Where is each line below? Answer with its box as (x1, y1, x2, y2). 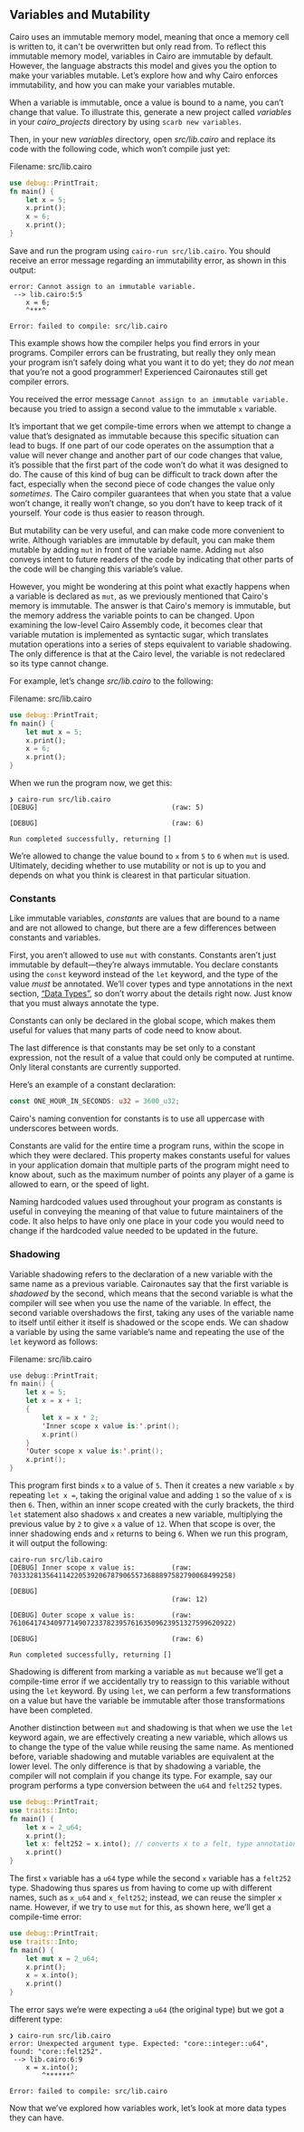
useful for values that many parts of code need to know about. (9, 1025, 242, 1036)
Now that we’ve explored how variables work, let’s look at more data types (9, 2103, 287, 2114)
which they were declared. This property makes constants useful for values (9, 1150, 291, 1161)
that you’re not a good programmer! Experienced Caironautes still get (9, 366, 269, 377)
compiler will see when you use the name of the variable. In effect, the (9, 1297, 271, 1308)
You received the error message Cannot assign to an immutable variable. (9, 393, 290, 404)
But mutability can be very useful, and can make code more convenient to (9, 524, 285, 535)
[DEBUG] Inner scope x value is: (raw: (9, 1563, 193, 1572)
